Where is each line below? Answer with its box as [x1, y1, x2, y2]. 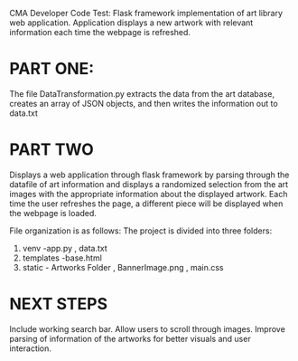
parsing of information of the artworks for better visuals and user [9, 333, 251, 344]
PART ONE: [9, 59, 95, 80]
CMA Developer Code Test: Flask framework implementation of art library [9, 8, 283, 18]
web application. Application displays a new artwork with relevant [9, 17, 254, 28]
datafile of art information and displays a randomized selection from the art [9, 178, 289, 189]
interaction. [9, 343, 52, 354]
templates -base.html [22, 252, 102, 263]
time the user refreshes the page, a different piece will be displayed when [9, 198, 284, 209]
